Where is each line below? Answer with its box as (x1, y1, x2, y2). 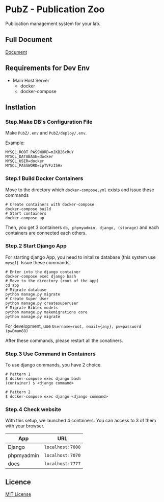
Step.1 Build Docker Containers (5, 175, 84, 182)
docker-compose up (5, 215, 44, 220)
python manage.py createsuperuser (5, 301, 79, 306)
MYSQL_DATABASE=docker (5, 154, 53, 159)
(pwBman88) (5, 328, 29, 333)
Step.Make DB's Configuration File (5, 118, 93, 125)
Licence (5, 477, 32, 486)
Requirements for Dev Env (5, 64, 90, 73)
